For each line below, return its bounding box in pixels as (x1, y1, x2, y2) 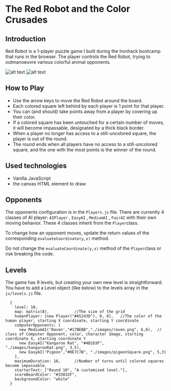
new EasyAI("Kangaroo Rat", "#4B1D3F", (18, 341, 104, 346)
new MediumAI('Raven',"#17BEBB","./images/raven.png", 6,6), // (18, 327, 162, 332)
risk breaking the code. (5, 251, 54, 257)
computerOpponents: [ (14, 323, 61, 328)
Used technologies (5, 161, 67, 170)
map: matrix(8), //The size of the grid (14, 309, 125, 314)
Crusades (5, 14, 48, 26)
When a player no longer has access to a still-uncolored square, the (12, 130, 157, 136)
